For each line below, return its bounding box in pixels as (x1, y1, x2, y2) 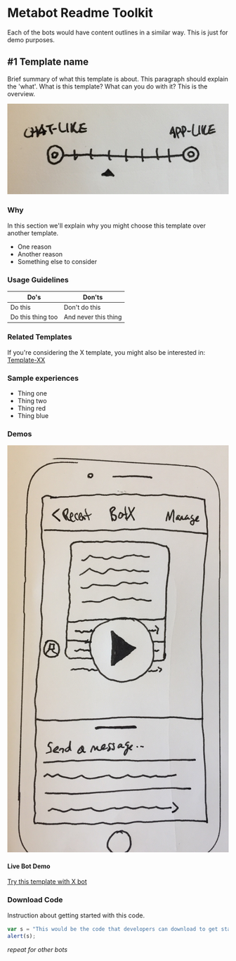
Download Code (7, 895, 63, 905)
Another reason (17, 249, 63, 258)
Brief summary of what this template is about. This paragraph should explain (7, 74, 228, 83)
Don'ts (83, 293, 103, 301)
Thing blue (17, 412, 49, 420)
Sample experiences (7, 373, 79, 383)
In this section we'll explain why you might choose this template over (7, 221, 206, 230)
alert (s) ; (7, 933, 37, 940)
